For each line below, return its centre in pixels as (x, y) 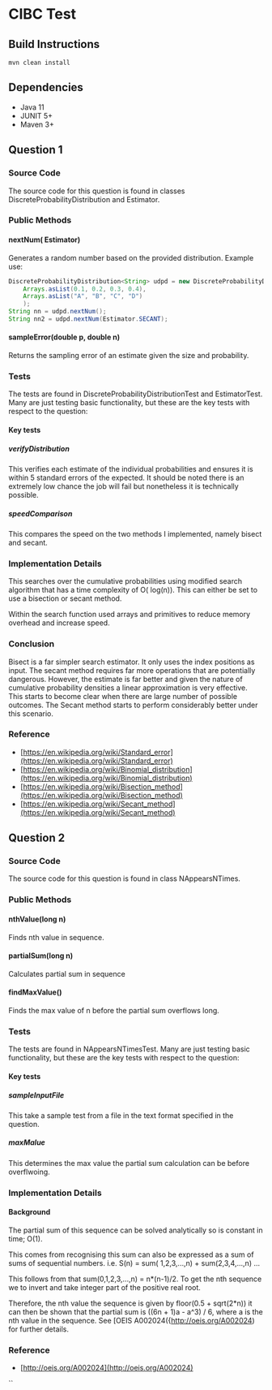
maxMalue (27, 1142)
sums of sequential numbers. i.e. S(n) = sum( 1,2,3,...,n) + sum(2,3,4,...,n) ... (134, 1263)
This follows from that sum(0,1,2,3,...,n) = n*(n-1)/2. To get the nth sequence (135, 1279)
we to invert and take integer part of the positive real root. (104, 1287)
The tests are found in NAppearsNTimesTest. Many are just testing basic (130, 1049)
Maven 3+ (37, 124)
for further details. (38, 1329)
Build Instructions (54, 44)
